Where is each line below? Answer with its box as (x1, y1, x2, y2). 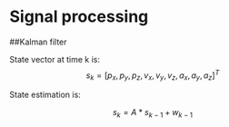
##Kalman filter (9, 36, 67, 47)
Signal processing (9, 6, 149, 27)
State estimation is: (9, 89, 82, 101)
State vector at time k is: (9, 54, 100, 64)
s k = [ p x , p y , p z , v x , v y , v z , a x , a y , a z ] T (85, 68, 220, 83)
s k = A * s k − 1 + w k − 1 (112, 107, 194, 120)
